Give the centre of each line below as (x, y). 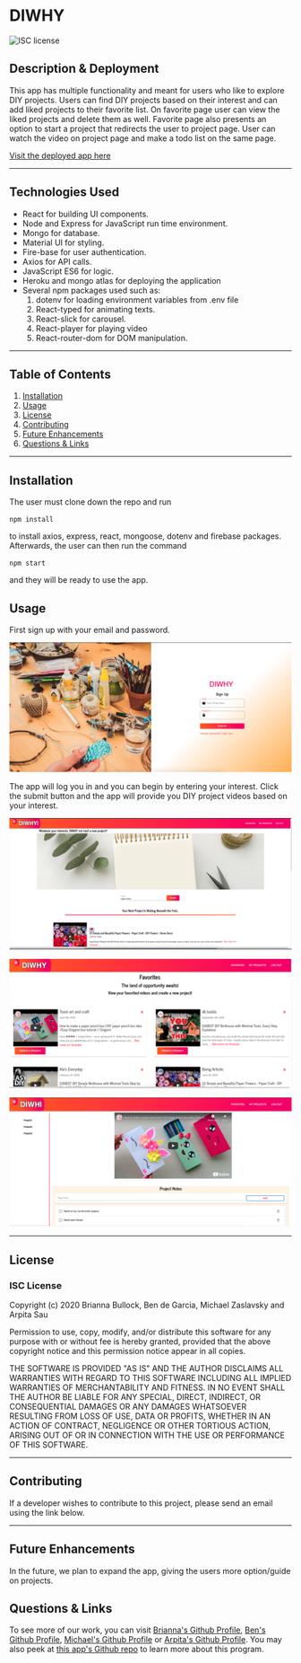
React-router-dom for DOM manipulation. (112, 338)
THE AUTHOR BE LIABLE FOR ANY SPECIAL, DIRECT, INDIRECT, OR (135, 1397)
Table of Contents (60, 374)
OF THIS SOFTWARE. (49, 1445)
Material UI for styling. (63, 242)
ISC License (36, 1285)
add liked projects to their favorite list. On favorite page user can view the (145, 110)
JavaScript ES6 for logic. (68, 271)
